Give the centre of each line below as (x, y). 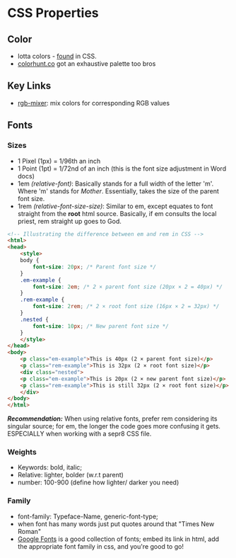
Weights (22, 452)
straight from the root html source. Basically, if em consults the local (117, 213)
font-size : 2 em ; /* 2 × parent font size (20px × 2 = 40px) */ (128, 287)
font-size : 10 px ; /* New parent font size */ (101, 326)
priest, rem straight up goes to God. (70, 221)
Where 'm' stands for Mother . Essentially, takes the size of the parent (118, 191)
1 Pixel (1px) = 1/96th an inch (59, 161)
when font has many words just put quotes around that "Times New (116, 524)
